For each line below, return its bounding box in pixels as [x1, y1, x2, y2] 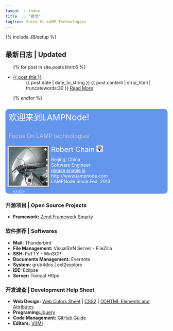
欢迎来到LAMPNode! [8, 112, 90, 123]
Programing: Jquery [12, 309, 56, 316]
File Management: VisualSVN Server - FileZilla [12, 245, 112, 251]
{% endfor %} [12, 95, 43, 101]
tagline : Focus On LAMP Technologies [5, 19, 86, 24]
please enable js [51, 167, 86, 173]
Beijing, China [51, 156, 81, 163]
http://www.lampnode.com [51, 173, 108, 179]
